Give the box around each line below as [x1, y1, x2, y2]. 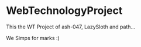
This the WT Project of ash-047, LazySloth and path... [6, 23, 136, 30]
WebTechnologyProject [6, 4, 123, 17]
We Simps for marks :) [6, 34, 60, 41]
